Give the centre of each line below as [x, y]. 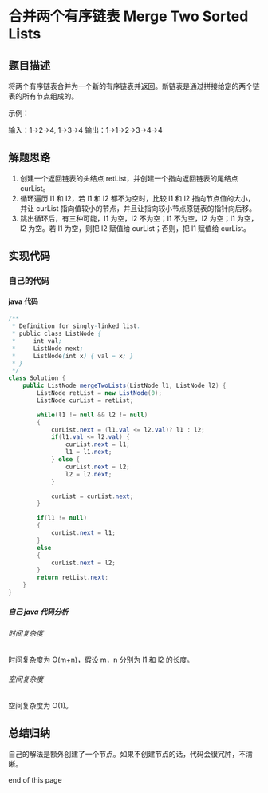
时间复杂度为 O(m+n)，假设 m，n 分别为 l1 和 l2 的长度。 [101, 660]
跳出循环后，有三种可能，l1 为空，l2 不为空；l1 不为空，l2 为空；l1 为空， [139, 218]
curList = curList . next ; [92, 496]
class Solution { [37, 378]
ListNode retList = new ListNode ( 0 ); [99, 393]
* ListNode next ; [47, 349]
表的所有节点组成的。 [43, 96]
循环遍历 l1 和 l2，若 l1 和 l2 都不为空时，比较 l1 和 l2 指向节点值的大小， [137, 198]
